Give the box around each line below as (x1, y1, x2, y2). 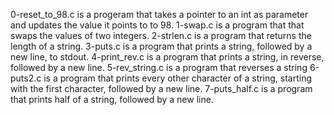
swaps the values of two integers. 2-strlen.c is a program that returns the (10, 30, 312, 41)
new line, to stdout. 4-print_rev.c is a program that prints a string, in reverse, (10, 51, 325, 63)
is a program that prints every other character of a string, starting (43, 72, 313, 84)
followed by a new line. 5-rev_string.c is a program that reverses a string (10, 62, 308, 73)
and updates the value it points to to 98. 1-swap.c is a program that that (10, 19, 305, 31)
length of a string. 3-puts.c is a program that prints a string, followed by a (10, 40, 313, 52)
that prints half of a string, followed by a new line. (10, 94, 214, 105)
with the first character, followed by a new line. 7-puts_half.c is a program (10, 83, 313, 94)
